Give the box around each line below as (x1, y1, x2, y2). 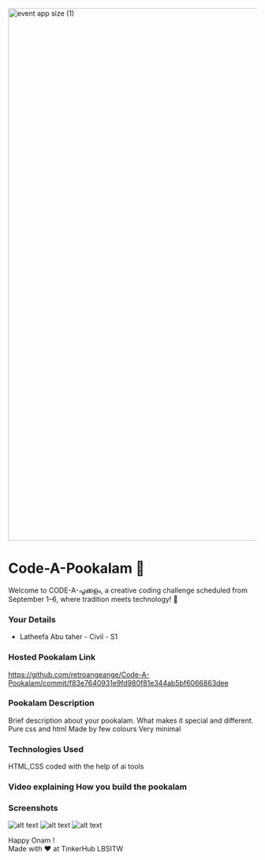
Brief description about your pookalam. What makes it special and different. (8, 716, 254, 725)
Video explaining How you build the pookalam (8, 781, 188, 792)
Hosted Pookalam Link (8, 652, 96, 663)
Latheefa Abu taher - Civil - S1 (19, 632, 118, 641)
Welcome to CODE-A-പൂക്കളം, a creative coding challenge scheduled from (8, 585, 248, 595)
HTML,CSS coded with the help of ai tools (8, 761, 144, 772)
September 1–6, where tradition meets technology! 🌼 (8, 594, 178, 604)
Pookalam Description (8, 697, 95, 709)
